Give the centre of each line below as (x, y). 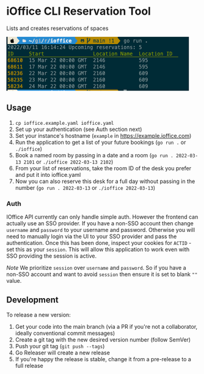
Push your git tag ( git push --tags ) (60, 346)
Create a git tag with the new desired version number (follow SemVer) (103, 339)
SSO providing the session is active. (51, 256)
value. (14, 281)
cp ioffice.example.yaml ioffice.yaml (64, 123)
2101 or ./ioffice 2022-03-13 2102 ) (68, 162)
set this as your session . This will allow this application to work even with (98, 250)
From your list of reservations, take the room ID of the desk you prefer (103, 168)
